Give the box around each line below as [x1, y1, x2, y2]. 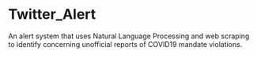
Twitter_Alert [8, 5, 96, 23]
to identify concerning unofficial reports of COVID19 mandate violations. [8, 39, 243, 48]
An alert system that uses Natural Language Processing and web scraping [8, 31, 250, 41]
